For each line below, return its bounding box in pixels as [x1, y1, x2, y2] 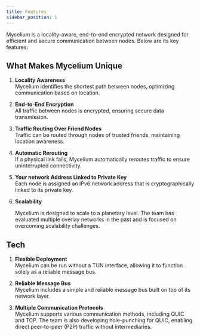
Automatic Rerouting [14, 149, 68, 157]
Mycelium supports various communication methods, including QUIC [14, 310, 184, 317]
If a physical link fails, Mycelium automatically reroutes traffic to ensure [14, 156, 190, 163]
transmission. [14, 114, 48, 121]
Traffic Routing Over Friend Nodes [14, 125, 102, 132]
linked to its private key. [14, 187, 73, 194]
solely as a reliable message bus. [14, 268, 97, 276]
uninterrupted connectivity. [14, 162, 82, 169]
